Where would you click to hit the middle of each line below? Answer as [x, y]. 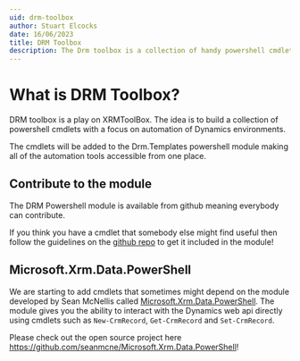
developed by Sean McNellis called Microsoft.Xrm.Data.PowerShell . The [142, 301]
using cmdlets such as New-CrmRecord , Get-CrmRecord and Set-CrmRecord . [142, 320]
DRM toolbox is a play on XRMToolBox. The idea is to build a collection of [144, 120]
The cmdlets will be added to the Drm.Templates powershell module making [149, 147]
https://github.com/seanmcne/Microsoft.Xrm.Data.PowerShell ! [124, 347]
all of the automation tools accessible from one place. [108, 156]
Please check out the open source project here [96, 337]
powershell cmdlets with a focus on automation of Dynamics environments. [147, 130]
